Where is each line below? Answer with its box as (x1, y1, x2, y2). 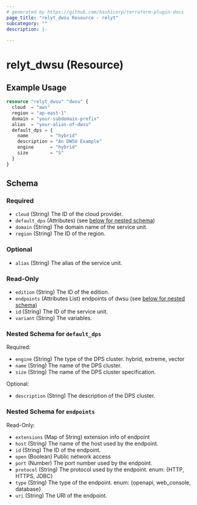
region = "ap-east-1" (12, 110, 67, 116)
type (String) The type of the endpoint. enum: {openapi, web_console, (15, 479, 191, 486)
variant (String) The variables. (15, 314, 93, 321)
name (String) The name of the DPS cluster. (15, 362, 122, 369)
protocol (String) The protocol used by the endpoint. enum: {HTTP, (15, 466, 184, 473)
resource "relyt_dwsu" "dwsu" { (6, 99, 88, 105)
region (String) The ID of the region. (15, 230, 106, 238)
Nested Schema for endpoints (6, 408, 95, 416)
